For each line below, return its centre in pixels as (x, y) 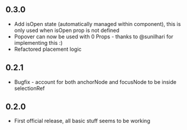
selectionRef (29, 88)
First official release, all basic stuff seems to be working (82, 121)
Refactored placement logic (48, 49)
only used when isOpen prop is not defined (67, 30)
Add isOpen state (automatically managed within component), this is (97, 24)
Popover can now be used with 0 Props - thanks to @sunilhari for (94, 36)
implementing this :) (38, 43)
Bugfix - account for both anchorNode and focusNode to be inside (95, 82)
